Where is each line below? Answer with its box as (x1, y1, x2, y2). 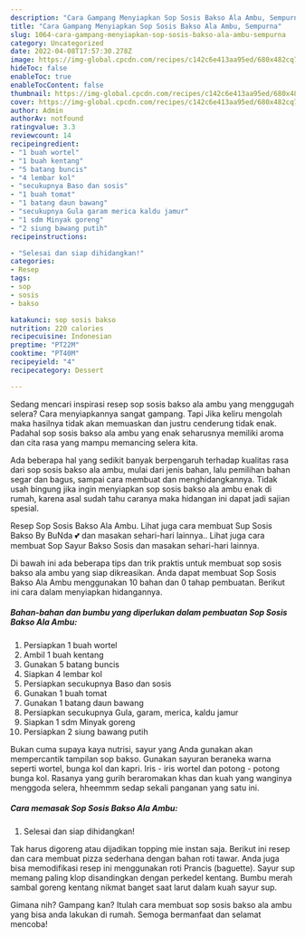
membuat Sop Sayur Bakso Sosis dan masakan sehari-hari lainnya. (10, 540, 260, 550)
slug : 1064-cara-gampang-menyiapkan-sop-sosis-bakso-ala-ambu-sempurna (10, 30, 286, 39)
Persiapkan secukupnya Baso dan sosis (23, 678, 172, 689)
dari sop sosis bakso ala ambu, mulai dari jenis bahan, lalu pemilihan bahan (10, 464, 291, 475)
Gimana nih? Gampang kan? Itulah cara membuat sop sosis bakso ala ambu (10, 899, 292, 910)
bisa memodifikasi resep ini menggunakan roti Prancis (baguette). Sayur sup (10, 862, 295, 874)
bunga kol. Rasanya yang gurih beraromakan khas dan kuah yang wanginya (10, 772, 292, 783)
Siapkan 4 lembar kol (23, 668, 103, 679)
